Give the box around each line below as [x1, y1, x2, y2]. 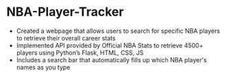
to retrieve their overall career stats [16, 34, 116, 42]
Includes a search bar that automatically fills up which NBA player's [16, 55, 207, 64]
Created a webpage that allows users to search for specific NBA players [16, 27, 220, 35]
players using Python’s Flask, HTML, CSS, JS [16, 49, 144, 57]
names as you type [16, 63, 71, 71]
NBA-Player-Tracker [6, 4, 124, 20]
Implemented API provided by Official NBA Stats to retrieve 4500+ [16, 41, 204, 49]
